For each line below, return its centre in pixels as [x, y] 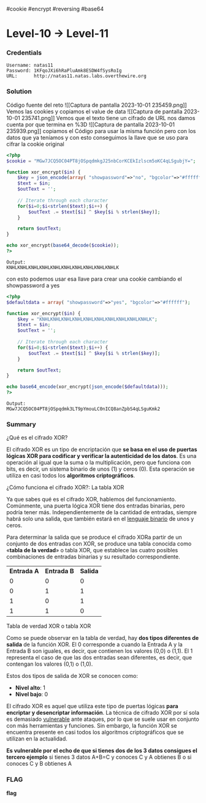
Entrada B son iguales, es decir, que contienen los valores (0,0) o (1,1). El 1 [100, 651]
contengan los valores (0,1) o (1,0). [50, 664]
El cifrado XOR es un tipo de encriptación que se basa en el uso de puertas [102, 449]
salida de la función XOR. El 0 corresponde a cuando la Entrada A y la [94, 645]
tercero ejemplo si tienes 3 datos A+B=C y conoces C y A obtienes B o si [99, 757]
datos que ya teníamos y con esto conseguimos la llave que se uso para [97, 137]
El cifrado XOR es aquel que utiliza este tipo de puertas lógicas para [93, 706]
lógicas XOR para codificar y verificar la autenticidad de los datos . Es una [101, 456]
